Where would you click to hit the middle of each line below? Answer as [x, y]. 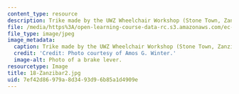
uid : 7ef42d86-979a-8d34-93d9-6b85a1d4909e [73, 80]
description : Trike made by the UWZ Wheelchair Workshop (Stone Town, [114, 20]
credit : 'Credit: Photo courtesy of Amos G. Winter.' [95, 54]
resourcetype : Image [38, 66]
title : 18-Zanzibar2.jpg [44, 73]
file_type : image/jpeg [41, 34]
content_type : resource [43, 14]
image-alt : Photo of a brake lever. [68, 60]
